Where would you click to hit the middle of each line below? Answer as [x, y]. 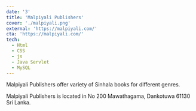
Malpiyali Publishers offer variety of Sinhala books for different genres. [93, 85]
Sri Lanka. [19, 103]
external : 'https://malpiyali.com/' [52, 28]
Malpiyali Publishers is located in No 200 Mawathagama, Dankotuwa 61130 [98, 96]
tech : [13, 40]
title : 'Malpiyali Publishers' [45, 17]
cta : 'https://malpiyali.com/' [45, 34]
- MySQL [21, 67]
